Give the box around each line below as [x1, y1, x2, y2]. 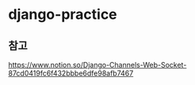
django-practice [8, 6, 117, 24]
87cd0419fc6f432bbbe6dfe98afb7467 [8, 68, 134, 78]
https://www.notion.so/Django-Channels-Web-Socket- [8, 61, 187, 69]
